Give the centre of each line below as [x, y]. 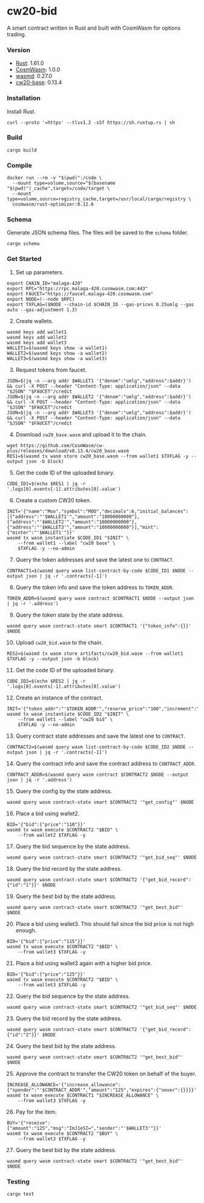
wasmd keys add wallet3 [37, 343]
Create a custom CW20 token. [53, 500]
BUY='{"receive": [29, 1123]
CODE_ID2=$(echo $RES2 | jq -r [46, 681]
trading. [17, 34]
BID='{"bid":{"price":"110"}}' [46, 824]
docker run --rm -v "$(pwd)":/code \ [54, 178]
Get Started [24, 259]
